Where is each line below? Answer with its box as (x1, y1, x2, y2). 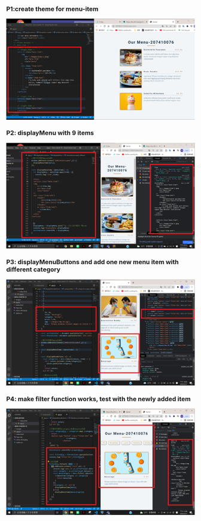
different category (6, 265, 61, 274)
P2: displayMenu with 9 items (6, 129, 95, 137)
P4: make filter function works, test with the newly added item (6, 395, 191, 403)
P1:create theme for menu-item (6, 5, 99, 13)
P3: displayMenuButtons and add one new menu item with (6, 258, 179, 266)
